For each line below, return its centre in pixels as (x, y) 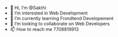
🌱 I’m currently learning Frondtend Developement (62, 18)
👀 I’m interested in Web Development (49, 13)
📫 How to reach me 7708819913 (44, 29)
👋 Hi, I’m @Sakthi (28, 8)
